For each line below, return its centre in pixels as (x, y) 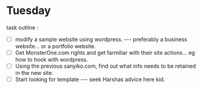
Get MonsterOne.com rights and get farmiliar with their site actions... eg (105, 53)
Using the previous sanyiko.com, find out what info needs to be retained (105, 66)
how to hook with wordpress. (51, 60)
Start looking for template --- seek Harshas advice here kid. (90, 79)
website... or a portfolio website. (55, 46)
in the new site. (34, 73)
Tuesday (29, 11)
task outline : (22, 27)
